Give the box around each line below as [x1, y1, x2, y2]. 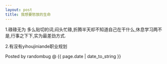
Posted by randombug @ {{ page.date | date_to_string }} [5, 53, 121, 59]
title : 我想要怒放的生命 [5, 12, 51, 17]
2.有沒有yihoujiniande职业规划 [5, 43, 67, 49]
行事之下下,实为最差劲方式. [10, 32, 66, 38]
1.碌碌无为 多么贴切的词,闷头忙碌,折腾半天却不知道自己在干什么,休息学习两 [5, 26, 158, 32]
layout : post [5, 7, 32, 12]
